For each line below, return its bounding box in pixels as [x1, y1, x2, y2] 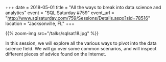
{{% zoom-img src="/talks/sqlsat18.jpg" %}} [5, 30, 99, 36]
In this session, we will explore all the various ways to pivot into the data [5, 40, 157, 46]
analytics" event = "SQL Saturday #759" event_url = [5, 10, 115, 16]
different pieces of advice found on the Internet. [5, 51, 106, 57]
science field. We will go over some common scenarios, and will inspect [5, 46, 157, 51]
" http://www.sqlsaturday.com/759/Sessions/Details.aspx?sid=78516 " [5, 15, 151, 21]
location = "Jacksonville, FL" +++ [5, 20, 75, 26]
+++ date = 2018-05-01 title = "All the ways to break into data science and [5, 5, 161, 10]
